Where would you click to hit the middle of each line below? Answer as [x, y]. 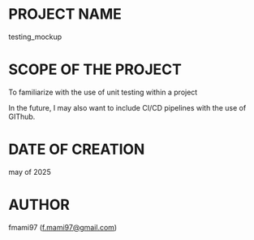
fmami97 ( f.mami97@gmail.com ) [63, 227]
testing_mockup [35, 37]
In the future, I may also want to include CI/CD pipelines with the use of [127, 107]
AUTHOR [39, 205]
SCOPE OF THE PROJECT [95, 70]
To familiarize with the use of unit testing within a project [103, 92]
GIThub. [22, 116]
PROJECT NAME [65, 14]
